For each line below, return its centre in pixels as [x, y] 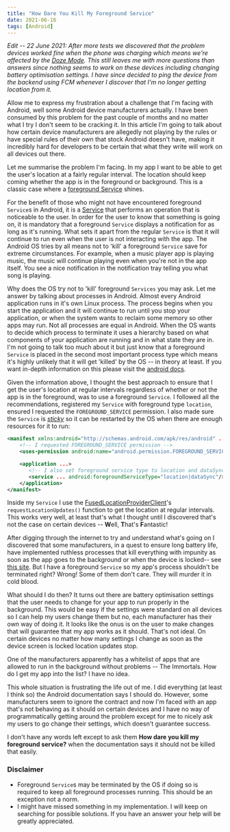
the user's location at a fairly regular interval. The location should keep [107, 175]
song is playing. [29, 276]
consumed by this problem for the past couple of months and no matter [108, 117]
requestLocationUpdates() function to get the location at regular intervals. [111, 510]
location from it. [29, 89]
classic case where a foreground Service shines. [76, 189]
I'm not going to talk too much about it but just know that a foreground [106, 347]
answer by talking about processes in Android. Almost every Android [104, 296]
